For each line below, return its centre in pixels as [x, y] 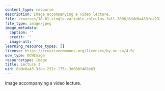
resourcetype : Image [26, 60]
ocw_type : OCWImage [25, 55]
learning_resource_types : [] [35, 46]
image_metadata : [22, 28]
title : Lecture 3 [23, 64]
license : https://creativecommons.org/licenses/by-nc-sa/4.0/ [70, 51]
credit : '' [21, 37]
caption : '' [22, 32]
